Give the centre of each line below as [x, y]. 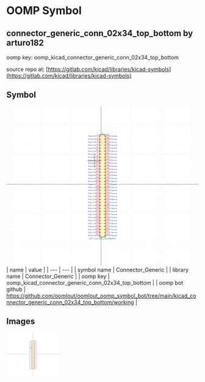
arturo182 [25, 42]
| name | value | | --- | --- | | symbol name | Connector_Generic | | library [98, 270]
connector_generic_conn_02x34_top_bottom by [100, 33]
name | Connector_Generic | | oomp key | [58, 276]
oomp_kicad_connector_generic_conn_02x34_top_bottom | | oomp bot [95, 282]
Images [21, 321]
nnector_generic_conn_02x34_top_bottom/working [70, 302]
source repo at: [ [27, 69]
